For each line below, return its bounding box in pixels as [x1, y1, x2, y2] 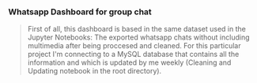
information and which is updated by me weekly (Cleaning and [27, 58, 232, 67]
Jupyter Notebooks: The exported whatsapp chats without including [27, 32, 251, 42]
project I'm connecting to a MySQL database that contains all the [27, 50, 240, 59]
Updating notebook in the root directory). [27, 66, 162, 76]
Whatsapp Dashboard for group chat [8, 6, 152, 17]
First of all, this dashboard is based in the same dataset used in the [27, 25, 247, 34]
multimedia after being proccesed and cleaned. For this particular [27, 41, 241, 51]
